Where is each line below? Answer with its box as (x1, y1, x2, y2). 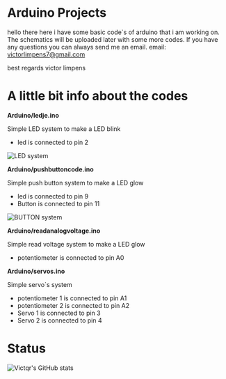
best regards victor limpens (7, 63, 86, 72)
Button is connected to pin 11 (17, 199, 100, 208)
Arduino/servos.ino (7, 267, 65, 275)
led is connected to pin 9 (17, 192, 89, 200)
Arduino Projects (7, 5, 107, 21)
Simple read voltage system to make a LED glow (7, 240, 145, 248)
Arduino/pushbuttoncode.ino (7, 165, 94, 173)
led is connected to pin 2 (17, 138, 89, 146)
